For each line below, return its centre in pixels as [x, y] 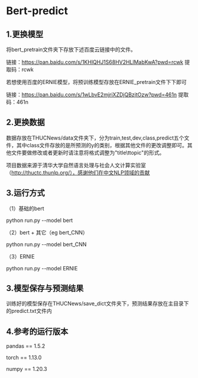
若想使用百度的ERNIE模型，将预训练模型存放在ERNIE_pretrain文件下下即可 [97, 82]
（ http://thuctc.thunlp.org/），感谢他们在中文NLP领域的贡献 [78, 172]
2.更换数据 [26, 122]
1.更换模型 [25, 34]
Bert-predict [37, 11]
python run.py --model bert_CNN [46, 244]
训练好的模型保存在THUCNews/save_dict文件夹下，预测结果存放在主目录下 [98, 303]
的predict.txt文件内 [29, 311]
